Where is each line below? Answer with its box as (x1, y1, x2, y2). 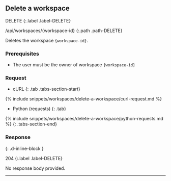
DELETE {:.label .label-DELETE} (5, 17, 71, 23)
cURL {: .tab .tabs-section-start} (12, 86, 80, 92)
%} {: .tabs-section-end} (5, 121, 58, 127)
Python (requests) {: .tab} (12, 106, 66, 112)
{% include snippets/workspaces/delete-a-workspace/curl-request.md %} (5, 96, 162, 102)
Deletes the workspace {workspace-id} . (5, 37, 88, 43)
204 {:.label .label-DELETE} (5, 155, 63, 161)
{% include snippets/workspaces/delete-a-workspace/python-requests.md (5, 116, 164, 122)
